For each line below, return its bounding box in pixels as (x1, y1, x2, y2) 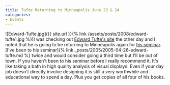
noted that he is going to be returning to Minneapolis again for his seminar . (5, 42, 162, 48)
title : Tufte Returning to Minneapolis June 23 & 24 (5, 7, 120, 13)
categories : (5, 12, 31, 17)
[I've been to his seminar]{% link (5, 47, 74, 53)
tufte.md (5, 52, 23, 59)
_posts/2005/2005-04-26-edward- (74, 47, 149, 53)
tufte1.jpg (5, 36, 24, 42)
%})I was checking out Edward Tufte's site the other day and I (25, 36, 155, 42)
